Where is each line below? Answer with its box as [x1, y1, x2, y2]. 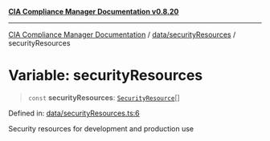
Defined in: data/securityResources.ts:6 [8, 108, 141, 118]
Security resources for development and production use [8, 123, 194, 133]
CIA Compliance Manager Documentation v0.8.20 [8, 7, 179, 16]
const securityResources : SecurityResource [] [27, 92, 181, 103]
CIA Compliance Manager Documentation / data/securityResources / [8, 30, 236, 39]
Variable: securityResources [8, 66, 203, 85]
